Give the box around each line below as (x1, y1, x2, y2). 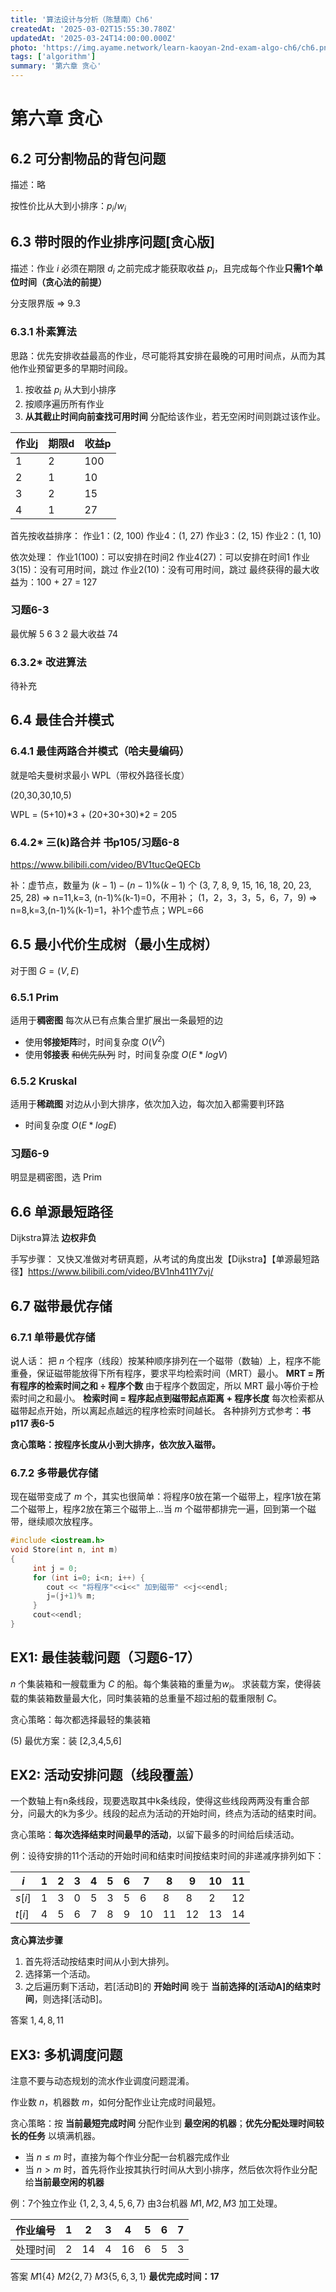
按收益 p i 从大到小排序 (24, 383, 117, 398)
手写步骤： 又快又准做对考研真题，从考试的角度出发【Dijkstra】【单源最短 (10, 1253, 312, 1265)
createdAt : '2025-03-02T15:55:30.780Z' (10, 24, 177, 34)
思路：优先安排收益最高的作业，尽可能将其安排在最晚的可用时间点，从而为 (10, 349, 317, 361)
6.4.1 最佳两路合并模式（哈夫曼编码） (10, 744, 190, 758)
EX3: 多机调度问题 (10, 2046, 123, 2063)
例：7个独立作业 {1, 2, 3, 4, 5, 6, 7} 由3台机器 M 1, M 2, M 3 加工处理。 (10, 2197, 283, 2210)
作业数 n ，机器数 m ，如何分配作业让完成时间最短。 (10, 2096, 222, 2108)
